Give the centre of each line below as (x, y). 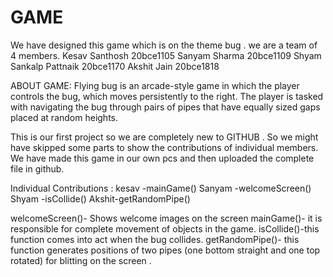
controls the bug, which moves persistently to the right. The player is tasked (167, 96)
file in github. (37, 168)
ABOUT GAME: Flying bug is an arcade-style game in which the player (155, 85)
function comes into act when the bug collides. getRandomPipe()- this (155, 239)
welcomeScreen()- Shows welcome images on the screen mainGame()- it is (166, 218)
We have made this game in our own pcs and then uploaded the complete (162, 158)
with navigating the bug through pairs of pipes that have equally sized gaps (165, 107)
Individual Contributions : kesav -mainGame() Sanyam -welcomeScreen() (161, 188)
